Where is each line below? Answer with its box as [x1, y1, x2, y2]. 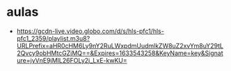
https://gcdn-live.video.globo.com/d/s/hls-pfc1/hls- [16, 27, 164, 35]
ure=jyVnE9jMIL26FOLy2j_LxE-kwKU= [16, 56, 127, 64]
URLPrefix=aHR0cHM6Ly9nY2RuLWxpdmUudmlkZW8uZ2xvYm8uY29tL [16, 41, 224, 50]
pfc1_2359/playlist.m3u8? [16, 34, 90, 42]
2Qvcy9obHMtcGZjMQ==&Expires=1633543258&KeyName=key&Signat [16, 49, 223, 57]
